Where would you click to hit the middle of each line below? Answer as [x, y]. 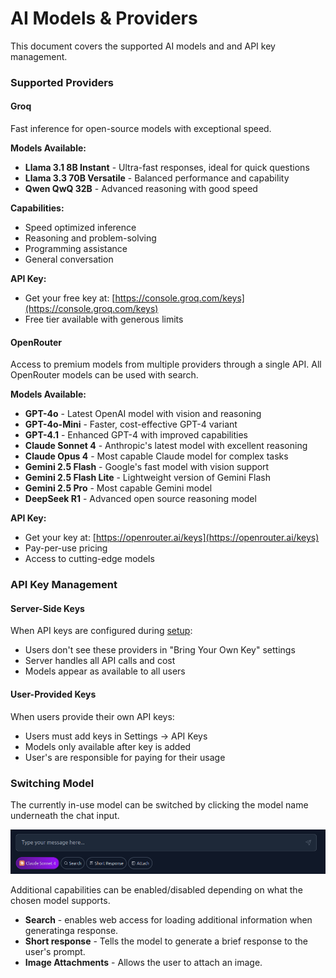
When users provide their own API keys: [92, 716]
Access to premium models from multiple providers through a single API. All [166, 364]
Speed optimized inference [80, 228]
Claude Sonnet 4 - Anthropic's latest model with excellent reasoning [166, 446]
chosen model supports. [60, 900]
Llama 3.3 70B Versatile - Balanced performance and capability [157, 178]
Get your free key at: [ [70, 298]
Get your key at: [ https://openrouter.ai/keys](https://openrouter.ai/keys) [172, 538]
